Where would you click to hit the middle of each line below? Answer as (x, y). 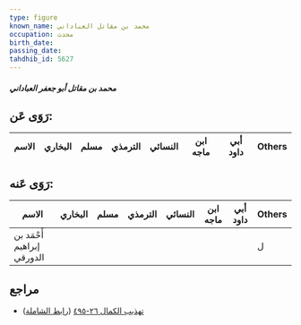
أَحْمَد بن (29, 235)
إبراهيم (27, 246)
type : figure (34, 17)
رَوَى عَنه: (31, 183)
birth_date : (31, 43)
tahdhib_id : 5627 (42, 59)
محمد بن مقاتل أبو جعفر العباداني (63, 88)
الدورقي (29, 258)
